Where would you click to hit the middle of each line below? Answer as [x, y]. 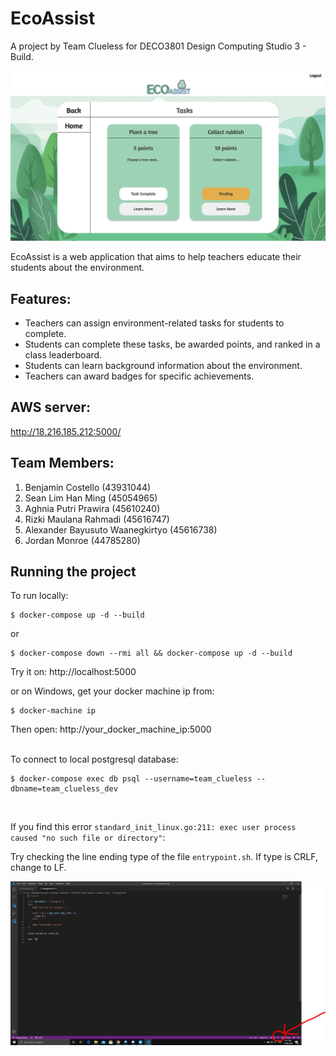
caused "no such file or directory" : [88, 838]
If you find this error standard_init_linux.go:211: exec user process [153, 827]
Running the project [73, 571]
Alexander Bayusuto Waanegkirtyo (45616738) [121, 529]
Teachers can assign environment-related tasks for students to [154, 323]
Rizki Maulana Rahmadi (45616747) [97, 519]
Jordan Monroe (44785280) [82, 540]
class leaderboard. [63, 354]
